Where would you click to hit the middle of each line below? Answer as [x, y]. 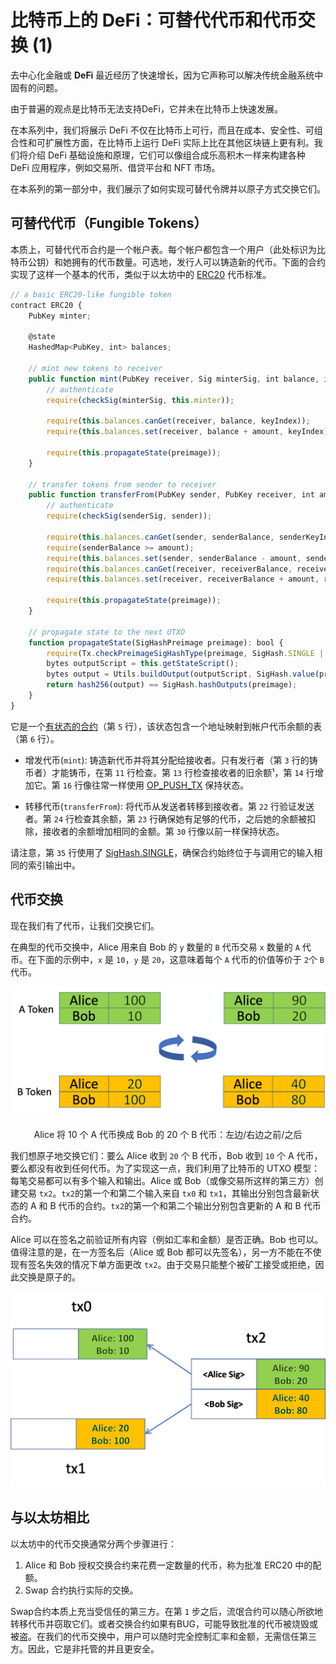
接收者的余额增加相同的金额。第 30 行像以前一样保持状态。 [163, 831]
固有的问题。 [36, 87]
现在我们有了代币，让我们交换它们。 [85, 925]
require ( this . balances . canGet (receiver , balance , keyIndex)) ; [178, 421]
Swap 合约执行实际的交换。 [81, 1590]
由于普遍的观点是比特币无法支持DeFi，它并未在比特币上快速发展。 [146, 108]
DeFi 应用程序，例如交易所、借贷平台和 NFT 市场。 [115, 167]
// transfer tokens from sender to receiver [122, 484]
